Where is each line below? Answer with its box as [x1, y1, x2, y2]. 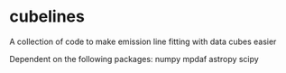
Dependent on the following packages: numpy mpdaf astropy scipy [9, 53, 259, 64]
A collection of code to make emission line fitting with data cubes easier [9, 36, 277, 47]
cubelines [9, 6, 86, 27]
